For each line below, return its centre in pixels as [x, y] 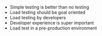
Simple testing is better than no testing [50, 7]
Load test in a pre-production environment [53, 28]
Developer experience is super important [52, 23]
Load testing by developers [38, 18]
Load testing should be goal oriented [48, 12]
